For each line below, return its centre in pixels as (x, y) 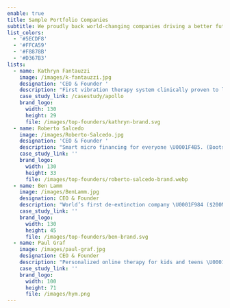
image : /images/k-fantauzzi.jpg (65, 77)
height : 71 (41, 288)
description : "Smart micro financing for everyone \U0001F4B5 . (112, 147)
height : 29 (41, 115)
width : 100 (41, 281)
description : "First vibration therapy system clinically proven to (119, 90)
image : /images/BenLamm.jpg (59, 192)
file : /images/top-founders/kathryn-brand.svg (93, 122)
